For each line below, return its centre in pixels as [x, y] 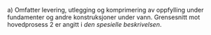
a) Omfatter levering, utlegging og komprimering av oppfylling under [105, 10]
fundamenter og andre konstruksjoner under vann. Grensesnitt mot [104, 17]
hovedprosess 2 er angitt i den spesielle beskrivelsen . [85, 24]
